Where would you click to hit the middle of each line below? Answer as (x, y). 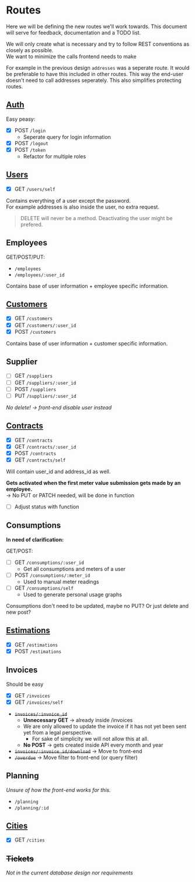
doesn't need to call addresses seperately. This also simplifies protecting (94, 80)
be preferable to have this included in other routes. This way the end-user (95, 74)
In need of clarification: (35, 539)
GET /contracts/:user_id (45, 446)
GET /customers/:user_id (45, 325)
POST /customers (35, 331)
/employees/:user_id (39, 275)
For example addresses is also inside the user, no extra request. (83, 207)
